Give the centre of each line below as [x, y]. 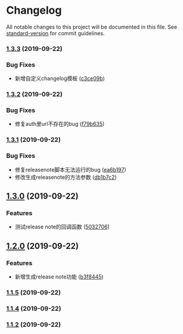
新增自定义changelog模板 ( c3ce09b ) [60, 79]
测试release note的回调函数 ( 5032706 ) [62, 227]
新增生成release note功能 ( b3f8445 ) [59, 276]
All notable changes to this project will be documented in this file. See [92, 27]
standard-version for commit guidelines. [55, 33]
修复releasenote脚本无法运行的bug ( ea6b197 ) [70, 169]
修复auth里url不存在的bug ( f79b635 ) [60, 124]
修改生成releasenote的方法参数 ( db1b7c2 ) [66, 177]
